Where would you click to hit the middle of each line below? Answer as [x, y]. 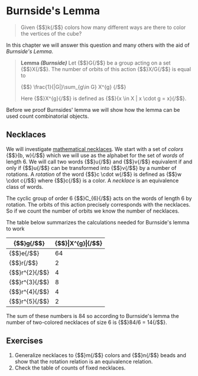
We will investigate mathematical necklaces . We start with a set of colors [95, 149]
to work [15, 229]
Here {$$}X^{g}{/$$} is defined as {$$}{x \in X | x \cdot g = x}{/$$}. [103, 98]
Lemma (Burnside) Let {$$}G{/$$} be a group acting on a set [95, 63]
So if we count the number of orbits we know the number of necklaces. [93, 211]
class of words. [25, 187]
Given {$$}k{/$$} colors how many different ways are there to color [103, 27]
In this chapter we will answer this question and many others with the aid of [98, 45]
